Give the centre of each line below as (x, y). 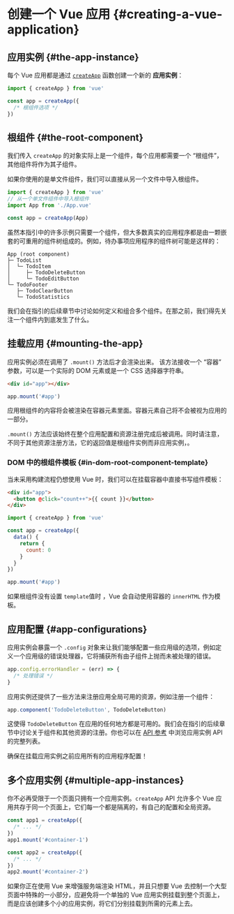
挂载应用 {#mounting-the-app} (75, 344)
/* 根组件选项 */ (36, 108)
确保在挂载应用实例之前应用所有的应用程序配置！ (77, 756)
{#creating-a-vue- (167, 14)
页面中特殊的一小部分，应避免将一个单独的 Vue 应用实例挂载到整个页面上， (115, 895)
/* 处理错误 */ (33, 676)
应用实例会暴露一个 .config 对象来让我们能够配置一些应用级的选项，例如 (111, 647)
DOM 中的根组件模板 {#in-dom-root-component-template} (108, 463)
